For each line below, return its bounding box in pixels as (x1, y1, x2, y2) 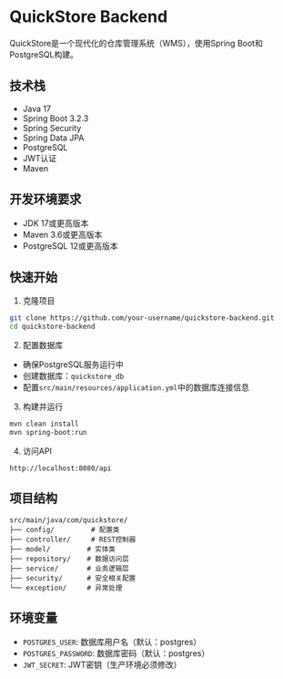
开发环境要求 (9, 191, 82, 207)
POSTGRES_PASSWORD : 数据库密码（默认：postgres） (22, 647, 210, 658)
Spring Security (22, 122, 82, 133)
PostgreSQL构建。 (9, 48, 79, 60)
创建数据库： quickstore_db (22, 371, 125, 382)
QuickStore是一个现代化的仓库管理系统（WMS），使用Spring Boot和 (9, 37, 264, 48)
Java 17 (22, 103, 52, 114)
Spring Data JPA (22, 132, 85, 143)
